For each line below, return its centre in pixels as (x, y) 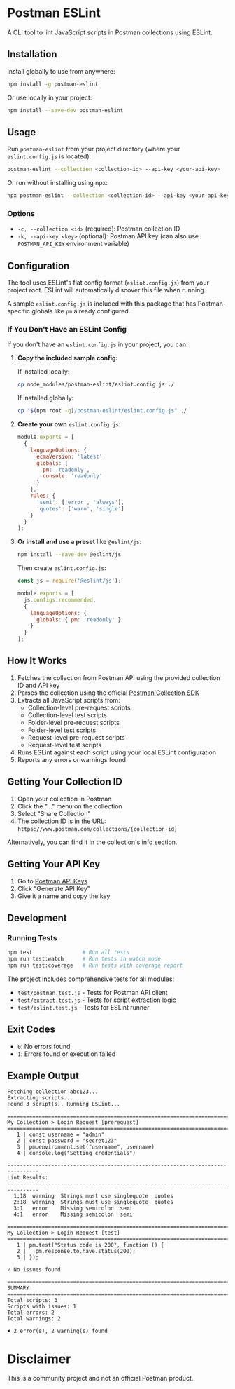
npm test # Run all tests (69, 953)
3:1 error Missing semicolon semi (73, 1208)
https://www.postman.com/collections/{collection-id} (97, 829)
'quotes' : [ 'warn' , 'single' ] (80, 509)
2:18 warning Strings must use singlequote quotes (93, 1202)
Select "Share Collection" (54, 813)
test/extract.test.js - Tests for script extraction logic (97, 1000)
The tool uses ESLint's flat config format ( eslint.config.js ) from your (108, 283)
